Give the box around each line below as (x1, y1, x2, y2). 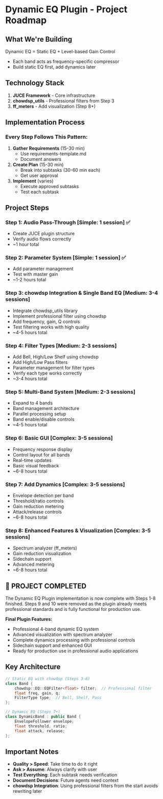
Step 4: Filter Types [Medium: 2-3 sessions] (5, 342, 117, 349)
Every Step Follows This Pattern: (5, 133, 88, 140)
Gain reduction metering (12, 503, 64, 509)
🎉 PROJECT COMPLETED (5, 582, 87, 590)
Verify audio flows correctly (12, 236, 72, 242)
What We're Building (5, 35, 73, 44)
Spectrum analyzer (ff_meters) (12, 545, 78, 551)
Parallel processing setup (12, 411, 66, 417)
